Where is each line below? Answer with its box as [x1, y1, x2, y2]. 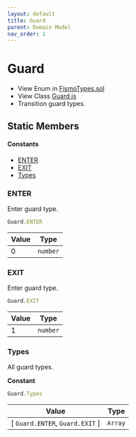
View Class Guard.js [17, 92, 76, 100]
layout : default [7, 10, 55, 18]
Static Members [7, 120, 79, 132]
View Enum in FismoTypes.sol [17, 85, 105, 93]
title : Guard [7, 17, 46, 24]
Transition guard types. [17, 99, 86, 108]
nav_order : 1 [7, 30, 46, 38]
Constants [7, 140, 39, 149]
